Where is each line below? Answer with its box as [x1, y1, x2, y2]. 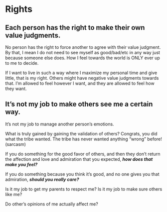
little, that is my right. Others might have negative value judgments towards [5, 75, 159, 81]
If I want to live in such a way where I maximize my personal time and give [5, 70, 158, 76]
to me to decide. [5, 60, 39, 66]
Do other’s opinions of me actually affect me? [5, 201, 98, 207]
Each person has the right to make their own [5, 23, 145, 32]
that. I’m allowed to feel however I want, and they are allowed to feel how [5, 81, 155, 86]
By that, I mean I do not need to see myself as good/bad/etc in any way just [5, 50, 161, 55]
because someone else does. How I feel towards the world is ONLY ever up [5, 55, 161, 61]
